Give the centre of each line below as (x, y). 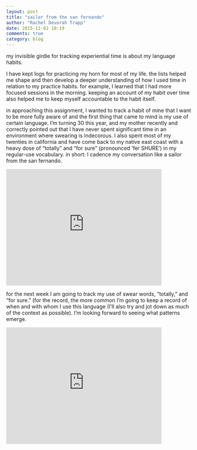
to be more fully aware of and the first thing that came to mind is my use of (97, 117)
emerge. (16, 319)
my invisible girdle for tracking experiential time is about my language (91, 56)
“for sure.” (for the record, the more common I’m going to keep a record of (97, 300)
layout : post (22, 12)
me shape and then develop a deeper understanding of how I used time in (96, 80)
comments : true (25, 34)
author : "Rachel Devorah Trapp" (46, 22)
